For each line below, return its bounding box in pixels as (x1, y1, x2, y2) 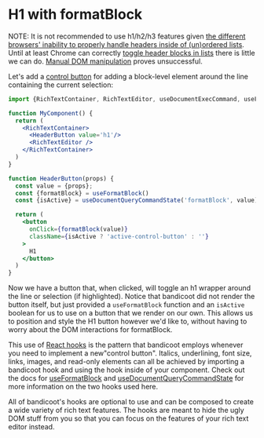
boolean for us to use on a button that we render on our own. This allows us (8, 308, 254, 318)
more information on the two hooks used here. (8, 382, 159, 392)
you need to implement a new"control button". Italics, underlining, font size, (8, 349, 252, 358)
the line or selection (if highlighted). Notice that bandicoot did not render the (8, 292, 255, 301)
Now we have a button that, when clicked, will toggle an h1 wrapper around (8, 283, 251, 293)
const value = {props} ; (15, 182, 93, 190)
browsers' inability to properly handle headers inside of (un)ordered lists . (8, 39, 245, 49)
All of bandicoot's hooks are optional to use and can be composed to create (8, 397, 254, 407)
